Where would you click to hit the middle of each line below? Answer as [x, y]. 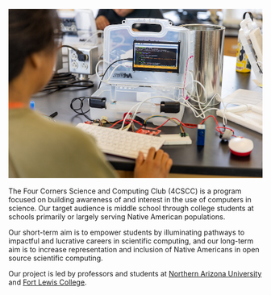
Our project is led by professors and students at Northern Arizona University [135, 274]
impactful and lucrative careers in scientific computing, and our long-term [131, 241]
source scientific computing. [56, 258]
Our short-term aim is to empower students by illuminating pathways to [127, 233]
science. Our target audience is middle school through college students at [131, 208]
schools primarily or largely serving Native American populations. [117, 217]
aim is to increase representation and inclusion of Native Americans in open [134, 250]
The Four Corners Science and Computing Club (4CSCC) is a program [125, 191]
